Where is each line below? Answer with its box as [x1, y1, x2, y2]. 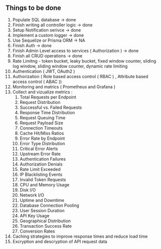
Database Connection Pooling [19, 202, 79, 208]
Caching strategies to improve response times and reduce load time [12, 233, 148, 239]
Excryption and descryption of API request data [12, 238, 108, 244]
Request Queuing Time [19, 115, 66, 120]
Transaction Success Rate [19, 223, 72, 229]
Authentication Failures [19, 156, 66, 162]
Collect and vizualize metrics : [12, 89, 73, 95]
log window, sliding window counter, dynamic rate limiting [12, 63, 128, 69]
